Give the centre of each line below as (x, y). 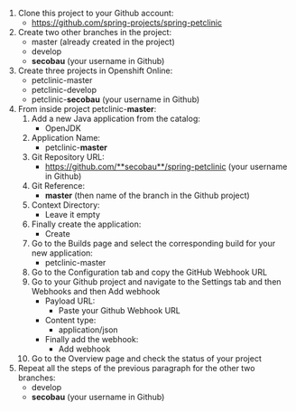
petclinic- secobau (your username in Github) (116, 99)
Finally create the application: (86, 224)
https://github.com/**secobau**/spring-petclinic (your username (166, 167)
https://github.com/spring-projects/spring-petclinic (127, 23)
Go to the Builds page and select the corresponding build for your (153, 243)
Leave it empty (73, 215)
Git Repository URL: (68, 157)
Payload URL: (70, 301)
